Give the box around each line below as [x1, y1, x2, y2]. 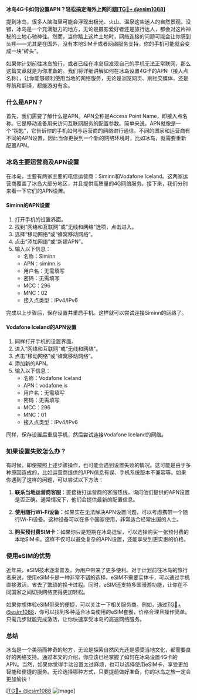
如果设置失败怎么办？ [6, 447, 66, 455]
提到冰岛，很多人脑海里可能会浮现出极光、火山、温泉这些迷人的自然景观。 [6, 18, 186, 25]
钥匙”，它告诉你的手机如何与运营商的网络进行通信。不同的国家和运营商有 [13, 127, 191, 134]
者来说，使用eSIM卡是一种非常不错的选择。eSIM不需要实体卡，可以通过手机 [6, 574, 191, 581]
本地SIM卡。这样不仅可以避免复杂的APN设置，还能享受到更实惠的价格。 [14, 536, 189, 543]
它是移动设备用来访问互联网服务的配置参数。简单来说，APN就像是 [16, 120, 176, 127]
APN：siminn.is [23, 260, 61, 267]
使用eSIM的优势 [6, 552, 52, 560]
